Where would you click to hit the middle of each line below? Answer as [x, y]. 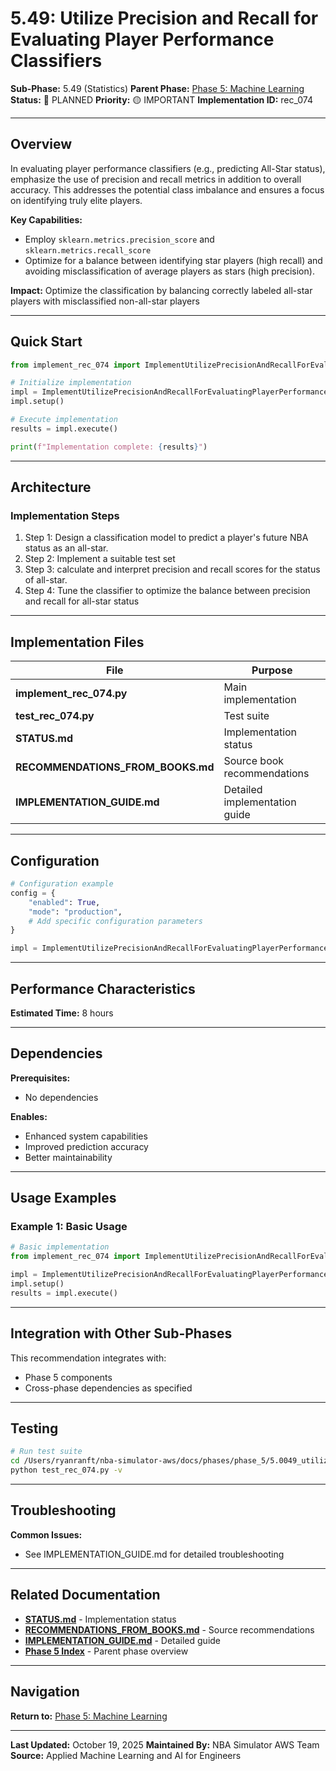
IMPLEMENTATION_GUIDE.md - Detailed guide [123, 1640]
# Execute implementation [64, 420]
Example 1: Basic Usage [69, 1227]
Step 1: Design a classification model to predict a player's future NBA [166, 538]
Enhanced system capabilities [86, 1136]
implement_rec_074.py [71, 694]
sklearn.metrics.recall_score [88, 250]
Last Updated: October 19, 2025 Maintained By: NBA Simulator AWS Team [165, 1744]
